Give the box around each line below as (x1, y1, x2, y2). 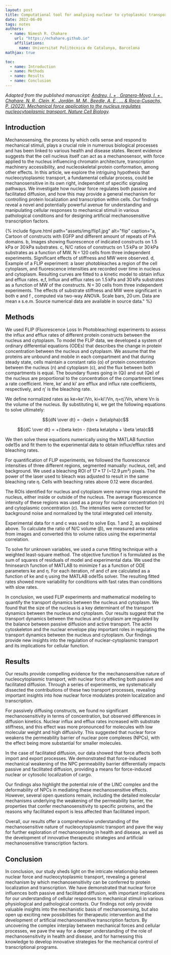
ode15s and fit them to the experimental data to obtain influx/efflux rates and (5, 442, 166, 448)
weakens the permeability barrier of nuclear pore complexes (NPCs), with (5, 734, 160, 741)
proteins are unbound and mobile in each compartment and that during (5, 353, 154, 360)
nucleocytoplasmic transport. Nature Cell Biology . (5, 108, 110, 115)
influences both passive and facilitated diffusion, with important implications (5, 890, 165, 896)
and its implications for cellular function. (5, 642, 90, 648)
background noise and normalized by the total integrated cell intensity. (5, 510, 153, 516)
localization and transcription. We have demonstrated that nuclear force (5, 885, 156, 891)
